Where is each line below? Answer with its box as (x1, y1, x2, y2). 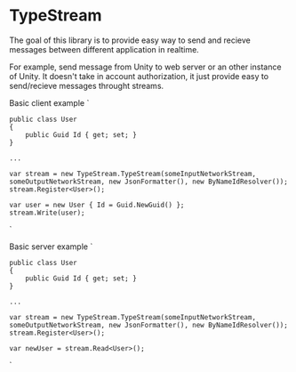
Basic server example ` (9, 241, 93, 252)
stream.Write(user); (9, 208, 86, 217)
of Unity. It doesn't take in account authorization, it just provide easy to (9, 70, 269, 81)
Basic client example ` (9, 97, 90, 108)
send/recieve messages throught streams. (9, 80, 164, 91)
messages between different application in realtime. (9, 44, 200, 54)
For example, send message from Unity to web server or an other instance (9, 61, 282, 72)
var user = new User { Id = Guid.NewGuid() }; (9, 200, 185, 209)
